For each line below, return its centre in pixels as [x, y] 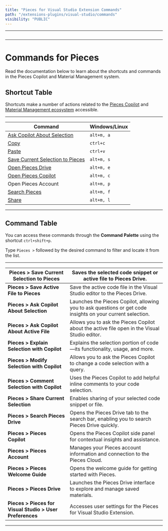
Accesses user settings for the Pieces [114, 506]
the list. [13, 255]
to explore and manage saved [104, 489]
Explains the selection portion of [108, 343]
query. [77, 369]
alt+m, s [100, 160]
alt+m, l [100, 200]
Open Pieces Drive [29, 168]
